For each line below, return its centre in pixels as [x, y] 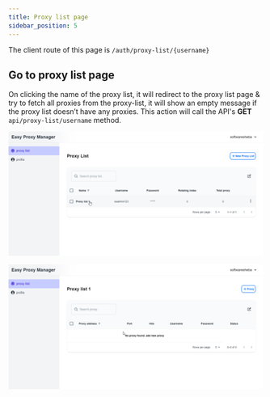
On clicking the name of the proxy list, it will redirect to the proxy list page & [134, 95]
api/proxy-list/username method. [65, 120]
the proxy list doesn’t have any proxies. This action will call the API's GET [130, 112]
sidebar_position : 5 [43, 25]
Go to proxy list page [61, 75]
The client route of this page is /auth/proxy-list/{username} [109, 49]
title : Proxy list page [49, 17]
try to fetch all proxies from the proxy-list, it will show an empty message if [133, 103]
